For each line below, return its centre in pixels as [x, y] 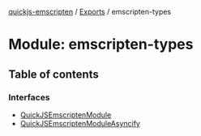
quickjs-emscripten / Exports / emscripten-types [90, 12]
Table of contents [53, 74]
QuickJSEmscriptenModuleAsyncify [80, 123]
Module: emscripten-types [101, 45]
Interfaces [29, 97]
